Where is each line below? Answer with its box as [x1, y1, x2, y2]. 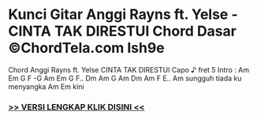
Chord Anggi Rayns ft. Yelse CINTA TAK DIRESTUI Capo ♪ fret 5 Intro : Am [8, 65, 250, 74]
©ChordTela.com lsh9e [8, 39, 166, 57]
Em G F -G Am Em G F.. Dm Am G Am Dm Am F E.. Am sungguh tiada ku [8, 73, 242, 83]
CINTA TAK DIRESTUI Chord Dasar [8, 22, 237, 40]
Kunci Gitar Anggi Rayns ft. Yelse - [8, 6, 238, 24]
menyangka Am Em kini [8, 81, 84, 91]
